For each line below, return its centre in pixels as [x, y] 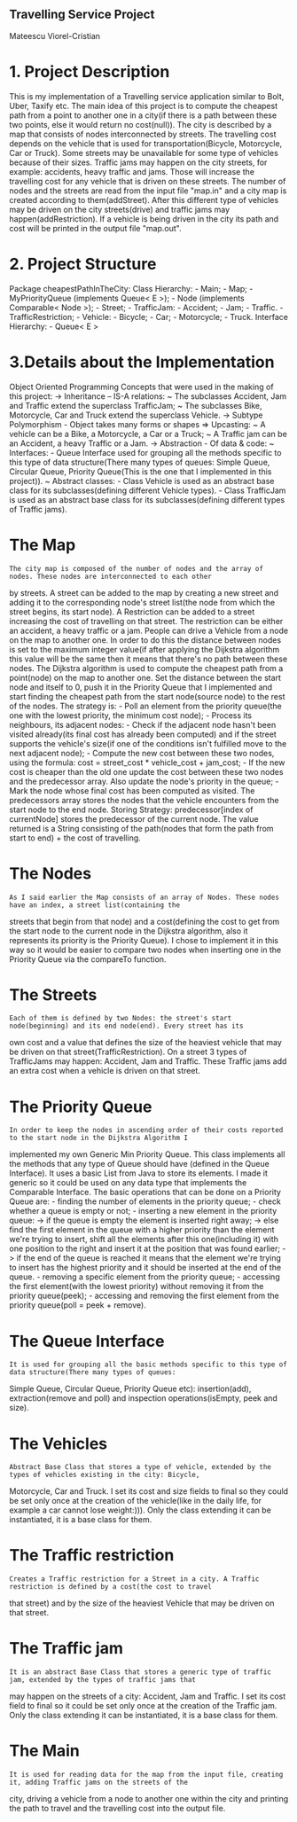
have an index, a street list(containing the [94, 905]
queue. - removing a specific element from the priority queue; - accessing [145, 1277]
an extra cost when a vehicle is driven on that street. [105, 1071]
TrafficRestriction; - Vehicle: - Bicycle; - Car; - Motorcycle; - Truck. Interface [148, 317]
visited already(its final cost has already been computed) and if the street [143, 734]
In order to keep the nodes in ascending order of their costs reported [146, 1130]
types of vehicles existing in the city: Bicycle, [105, 1475]
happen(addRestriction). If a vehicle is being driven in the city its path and [144, 219]
